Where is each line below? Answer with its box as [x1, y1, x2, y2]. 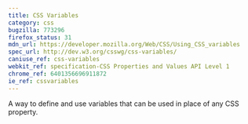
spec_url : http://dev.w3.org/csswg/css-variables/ [8, 48, 177, 56]
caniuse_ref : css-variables [8, 56, 100, 64]
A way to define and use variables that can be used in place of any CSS [8, 99, 239, 108]
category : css [8, 19, 55, 27]
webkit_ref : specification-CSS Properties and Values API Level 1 [8, 63, 230, 71]
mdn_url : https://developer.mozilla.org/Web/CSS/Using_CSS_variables [8, 41, 241, 49]
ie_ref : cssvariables [8, 77, 79, 85]
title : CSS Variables [8, 11, 79, 20]
